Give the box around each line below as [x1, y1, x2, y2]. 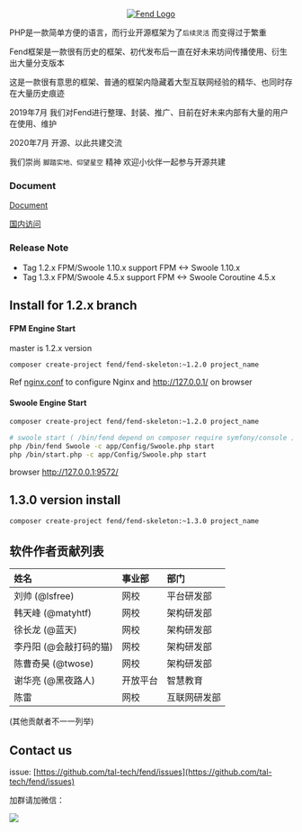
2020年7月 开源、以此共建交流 [9, 138, 123, 148]
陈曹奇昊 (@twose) [13, 657, 94, 670]
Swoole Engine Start [9, 397, 87, 408]
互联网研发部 [166, 692, 222, 704]
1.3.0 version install [9, 493, 121, 508]
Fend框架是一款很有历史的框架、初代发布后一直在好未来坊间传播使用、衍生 [9, 46, 288, 57]
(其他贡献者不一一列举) [9, 716, 94, 727]
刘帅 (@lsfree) [13, 590, 75, 602]
